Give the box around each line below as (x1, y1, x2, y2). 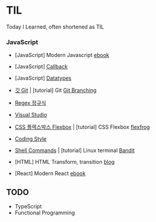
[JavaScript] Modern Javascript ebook (14, 52, 110, 59)
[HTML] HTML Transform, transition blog (14, 158, 115, 166)
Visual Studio (14, 111, 47, 119)
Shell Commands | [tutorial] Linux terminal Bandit (14, 147, 135, 154)
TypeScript (14, 203, 42, 210)
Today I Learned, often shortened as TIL (6, 23, 104, 30)
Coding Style (14, 135, 47, 142)
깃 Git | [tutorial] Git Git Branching (14, 87, 97, 94)
